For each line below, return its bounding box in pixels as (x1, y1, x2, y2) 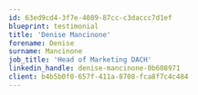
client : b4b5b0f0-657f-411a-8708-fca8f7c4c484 (8, 72, 189, 81)
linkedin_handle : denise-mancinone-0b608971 (8, 64, 181, 73)
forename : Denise (8, 38, 75, 48)
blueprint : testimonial (8, 22, 99, 31)
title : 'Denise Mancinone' (8, 30, 111, 39)
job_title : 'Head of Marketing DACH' (8, 55, 152, 64)
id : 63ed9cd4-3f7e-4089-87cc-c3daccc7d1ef (8, 13, 172, 23)
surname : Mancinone (8, 47, 83, 56)
